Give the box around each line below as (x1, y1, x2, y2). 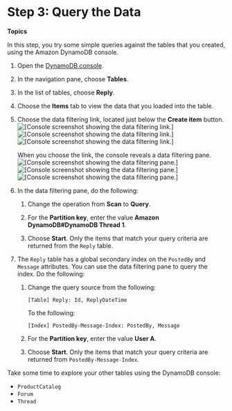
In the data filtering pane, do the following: (17, 186, 139, 194)
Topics (7, 27, 28, 35)
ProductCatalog (17, 383, 62, 390)
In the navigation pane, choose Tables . (17, 74, 129, 83)
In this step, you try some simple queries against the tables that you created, (7, 40, 226, 49)
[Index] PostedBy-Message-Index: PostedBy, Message (27, 322, 180, 329)
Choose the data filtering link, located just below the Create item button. (17, 115, 224, 124)
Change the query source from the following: (27, 283, 156, 292)
